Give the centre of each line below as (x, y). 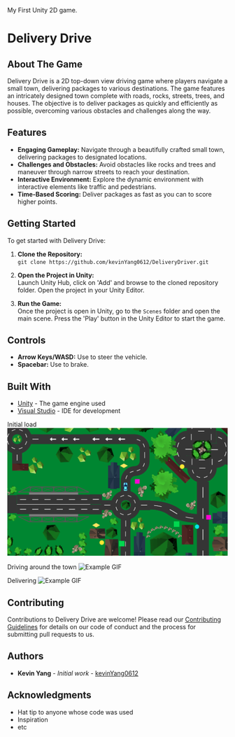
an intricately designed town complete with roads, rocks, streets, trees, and (116, 96)
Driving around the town (42, 567)
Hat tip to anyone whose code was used (75, 712)
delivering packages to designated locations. (82, 157)
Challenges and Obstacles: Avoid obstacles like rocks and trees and (116, 164)
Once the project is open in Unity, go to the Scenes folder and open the (119, 311)
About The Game (45, 64)
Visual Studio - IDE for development (69, 411)
